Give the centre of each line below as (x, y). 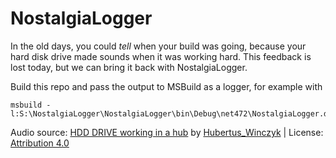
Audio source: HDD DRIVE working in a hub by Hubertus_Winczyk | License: (167, 132)
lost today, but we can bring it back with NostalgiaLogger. (129, 67)
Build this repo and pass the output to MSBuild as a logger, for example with (166, 86)
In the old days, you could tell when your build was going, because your (158, 46)
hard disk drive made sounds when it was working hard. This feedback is (161, 56)
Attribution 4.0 (40, 143)
